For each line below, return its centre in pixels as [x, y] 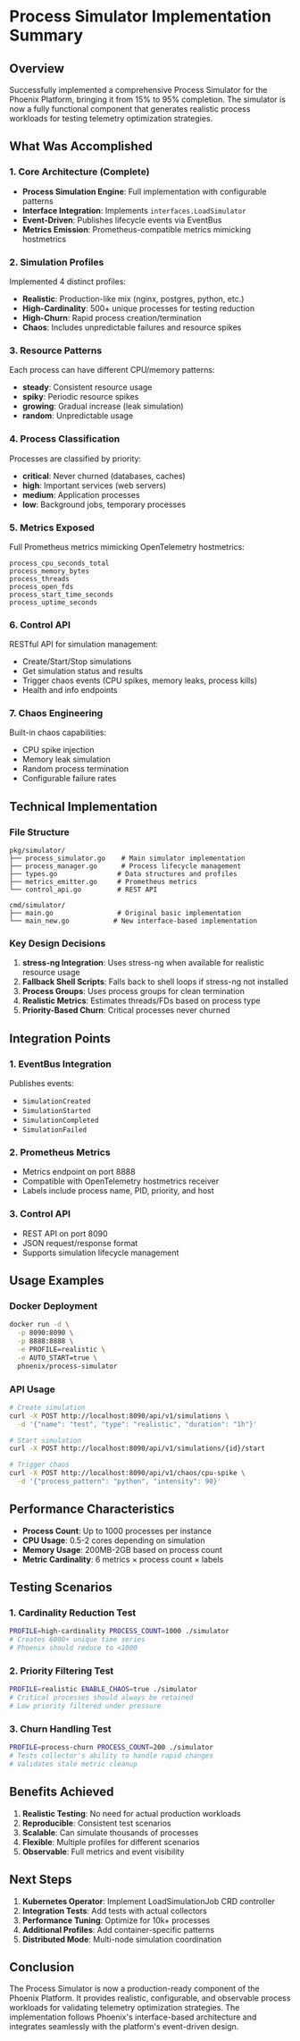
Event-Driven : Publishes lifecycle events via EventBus [122, 220]
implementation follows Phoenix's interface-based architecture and [133, 2017]
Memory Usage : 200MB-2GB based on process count [122, 1549]
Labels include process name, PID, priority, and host [118, 1191]
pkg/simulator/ [37, 851]
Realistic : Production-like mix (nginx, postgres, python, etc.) [133, 299]
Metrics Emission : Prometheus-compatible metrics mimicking [137, 229]
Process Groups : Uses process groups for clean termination [133, 991]
